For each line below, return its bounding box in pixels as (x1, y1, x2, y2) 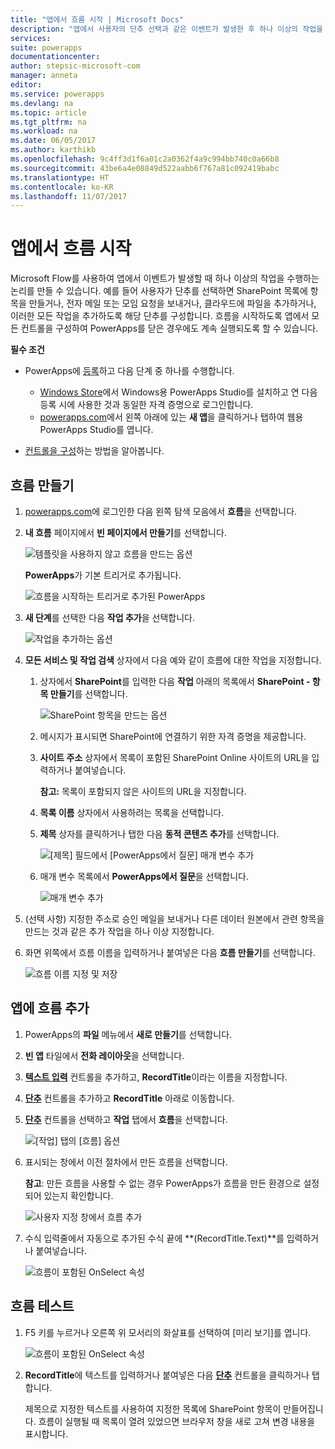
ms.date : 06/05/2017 (10, 136, 97, 146)
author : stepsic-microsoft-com (10, 61, 141, 71)
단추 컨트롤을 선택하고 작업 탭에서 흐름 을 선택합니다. (24, 1113, 228, 1125)
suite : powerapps (10, 42, 83, 53)
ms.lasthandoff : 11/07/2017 (10, 191, 128, 201)
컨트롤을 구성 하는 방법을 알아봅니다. (24, 445, 165, 457)
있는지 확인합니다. (43, 1189, 114, 1201)
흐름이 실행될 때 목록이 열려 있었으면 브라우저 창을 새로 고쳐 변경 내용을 (38, 1415, 316, 1427)
